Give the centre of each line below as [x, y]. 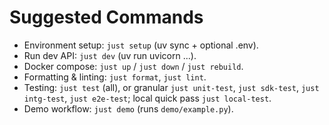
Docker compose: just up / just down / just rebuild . [133, 66]
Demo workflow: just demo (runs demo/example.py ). [128, 108]
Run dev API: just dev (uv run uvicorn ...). [110, 55]
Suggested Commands [106, 17]
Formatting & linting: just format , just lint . [115, 77]
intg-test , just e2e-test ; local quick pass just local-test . [147, 98]
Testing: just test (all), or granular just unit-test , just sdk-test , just [171, 87]
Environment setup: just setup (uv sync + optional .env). [141, 45]
